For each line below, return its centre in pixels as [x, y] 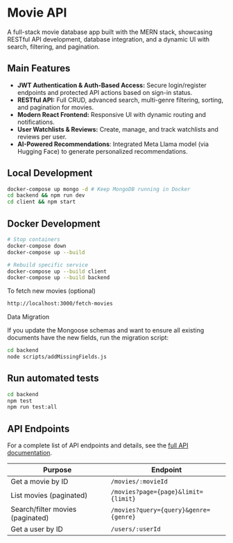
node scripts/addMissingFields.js [57, 357]
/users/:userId [136, 529]
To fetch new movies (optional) [51, 291]
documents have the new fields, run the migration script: [88, 338]
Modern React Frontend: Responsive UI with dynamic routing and [112, 114]
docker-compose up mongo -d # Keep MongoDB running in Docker [99, 189]
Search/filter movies [44, 509]
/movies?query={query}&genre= [161, 510]
